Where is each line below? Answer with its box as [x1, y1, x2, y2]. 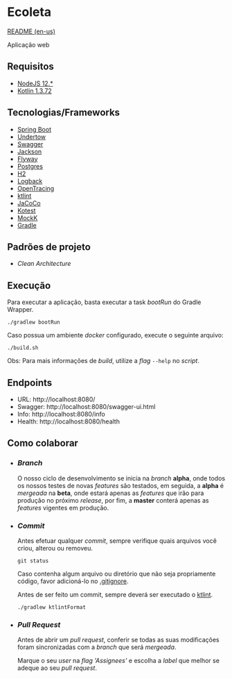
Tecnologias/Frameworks [7, 107, 120, 119]
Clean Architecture [17, 260, 71, 268]
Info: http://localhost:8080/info [17, 410, 105, 418]
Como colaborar [7, 437, 78, 449]
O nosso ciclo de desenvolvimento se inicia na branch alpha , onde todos [17, 473, 226, 483]
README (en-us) [7, 27, 55, 35]
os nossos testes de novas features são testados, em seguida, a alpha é [17, 481, 224, 489]
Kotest [17, 206, 36, 215]
